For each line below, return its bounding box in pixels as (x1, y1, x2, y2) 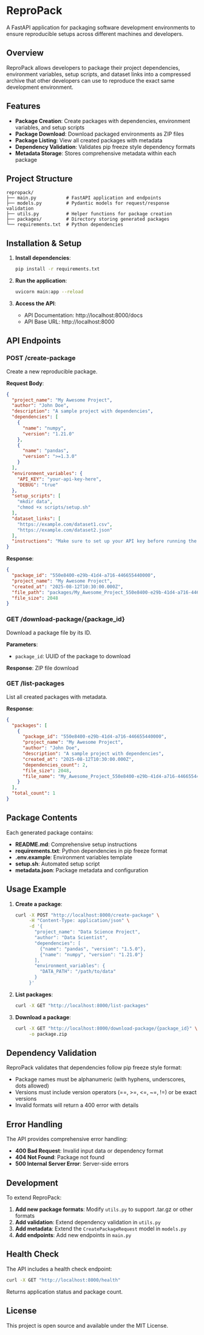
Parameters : (6, 640, 38, 648)
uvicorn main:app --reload (15, 289, 84, 295)
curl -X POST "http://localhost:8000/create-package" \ (15, 912, 160, 918)
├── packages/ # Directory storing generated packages (6, 217, 170, 223)
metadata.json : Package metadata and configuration (15, 866, 149, 873)
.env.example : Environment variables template (15, 853, 132, 861)
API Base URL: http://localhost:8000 (24, 317, 115, 325)
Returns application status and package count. (6, 1288, 123, 1295)
